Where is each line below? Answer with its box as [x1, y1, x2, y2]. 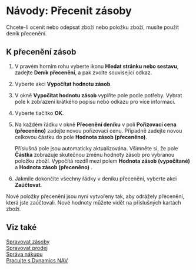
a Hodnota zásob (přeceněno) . [14, 163, 93, 170]
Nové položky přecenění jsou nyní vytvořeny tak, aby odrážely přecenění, [6, 193, 185, 200]
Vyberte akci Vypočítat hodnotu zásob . [14, 80, 112, 87]
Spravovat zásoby [6, 238, 50, 245]
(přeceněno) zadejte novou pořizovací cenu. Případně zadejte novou [14, 127, 182, 134]
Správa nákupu [6, 251, 43, 258]
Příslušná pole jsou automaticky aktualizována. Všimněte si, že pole [14, 144, 178, 152]
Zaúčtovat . [14, 181, 42, 188]
